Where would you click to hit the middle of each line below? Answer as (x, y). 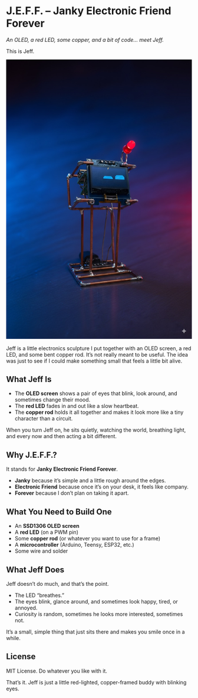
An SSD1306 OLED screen (47, 526)
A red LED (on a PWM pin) (46, 532)
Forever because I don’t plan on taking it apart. (72, 493)
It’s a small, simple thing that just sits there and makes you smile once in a (95, 632)
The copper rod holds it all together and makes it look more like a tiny (99, 412)
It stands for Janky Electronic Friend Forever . (62, 469)
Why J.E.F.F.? (32, 455)
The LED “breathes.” (39, 595)
